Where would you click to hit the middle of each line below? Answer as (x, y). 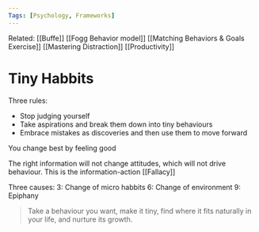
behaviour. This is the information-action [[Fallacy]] (92, 172)
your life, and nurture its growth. (80, 219)
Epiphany (24, 196)
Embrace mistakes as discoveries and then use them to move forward (133, 132)
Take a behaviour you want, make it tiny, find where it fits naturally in (139, 211)
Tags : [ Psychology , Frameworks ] (61, 15)
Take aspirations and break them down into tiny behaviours (116, 124)
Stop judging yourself (55, 116)
